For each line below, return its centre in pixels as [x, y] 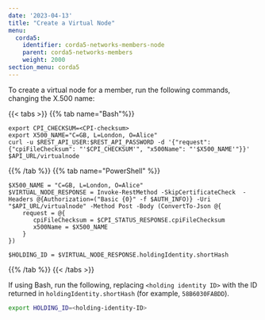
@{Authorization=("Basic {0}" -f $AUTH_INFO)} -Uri [124, 199]
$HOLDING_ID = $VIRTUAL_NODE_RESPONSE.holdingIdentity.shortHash [118, 255]
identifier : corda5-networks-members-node [94, 45]
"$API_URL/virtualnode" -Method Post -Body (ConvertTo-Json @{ [115, 206]
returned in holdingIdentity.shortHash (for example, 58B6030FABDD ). [119, 293]
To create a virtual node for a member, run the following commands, [119, 90]
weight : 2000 [44, 60]
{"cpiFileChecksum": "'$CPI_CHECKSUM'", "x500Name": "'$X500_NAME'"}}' [129, 149]
